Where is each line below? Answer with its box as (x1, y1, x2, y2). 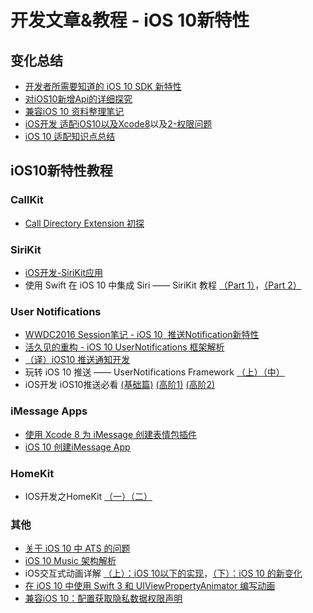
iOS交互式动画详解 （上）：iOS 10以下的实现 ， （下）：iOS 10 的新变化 (24, 567, 303, 580)
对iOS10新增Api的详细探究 (24, 93, 133, 105)
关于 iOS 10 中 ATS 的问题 (24, 542, 131, 555)
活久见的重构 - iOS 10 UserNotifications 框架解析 (24, 341, 225, 353)
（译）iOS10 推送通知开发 (24, 354, 131, 366)
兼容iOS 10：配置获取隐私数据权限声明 (24, 592, 183, 605)
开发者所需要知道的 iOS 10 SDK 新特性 (24, 81, 182, 92)
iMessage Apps (10, 404, 88, 418)
